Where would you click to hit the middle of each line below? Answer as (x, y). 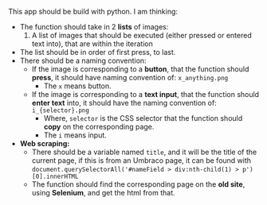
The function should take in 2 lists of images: (94, 27)
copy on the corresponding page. (99, 127)
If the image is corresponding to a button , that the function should (140, 69)
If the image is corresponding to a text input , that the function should (145, 94)
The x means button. (77, 86)
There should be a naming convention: (83, 60)
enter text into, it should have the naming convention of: (124, 103)
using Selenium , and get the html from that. (103, 193)
